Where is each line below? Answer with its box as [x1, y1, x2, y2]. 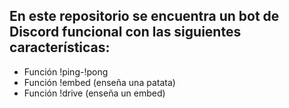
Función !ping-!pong [23, 65, 109, 78]
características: [9, 39, 111, 56]
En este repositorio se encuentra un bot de [9, 8, 280, 25]
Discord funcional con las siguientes [9, 24, 242, 41]
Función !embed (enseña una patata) [23, 76, 176, 88]
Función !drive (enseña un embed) [23, 87, 166, 99]
